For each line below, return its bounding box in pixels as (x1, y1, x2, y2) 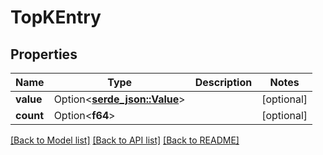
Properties (10, 46, 78, 63)
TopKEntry (10, 6, 102, 29)
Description (194, 76, 253, 89)
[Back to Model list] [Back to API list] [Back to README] (10, 134, 240, 146)
